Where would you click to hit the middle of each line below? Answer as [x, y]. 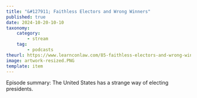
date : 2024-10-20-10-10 [35, 22]
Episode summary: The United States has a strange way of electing [87, 83]
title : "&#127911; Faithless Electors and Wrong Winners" [78, 11]
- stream [38, 39]
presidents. [20, 89]
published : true [26, 17]
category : [29, 33]
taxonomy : [18, 28]
